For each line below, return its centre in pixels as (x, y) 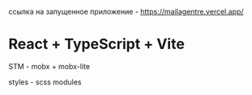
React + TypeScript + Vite (96, 44)
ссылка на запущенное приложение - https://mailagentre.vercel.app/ (126, 12)
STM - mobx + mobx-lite (49, 66)
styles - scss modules (45, 82)
